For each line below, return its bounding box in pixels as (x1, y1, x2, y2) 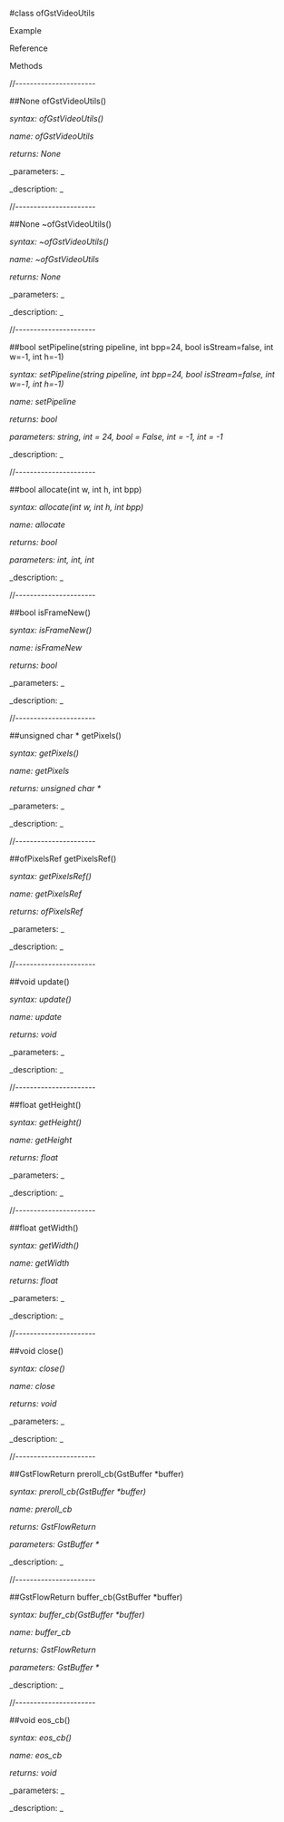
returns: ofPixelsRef (9, 906, 83, 916)
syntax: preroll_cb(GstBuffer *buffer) (9, 1486, 147, 1496)
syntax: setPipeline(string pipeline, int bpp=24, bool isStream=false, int (9, 369, 275, 379)
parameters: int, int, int (9, 554, 95, 565)
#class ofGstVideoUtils (9, 8, 95, 18)
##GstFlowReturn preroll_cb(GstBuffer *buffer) (9, 1469, 184, 1479)
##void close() (9, 1346, 64, 1356)
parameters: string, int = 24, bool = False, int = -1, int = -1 (9, 431, 224, 442)
